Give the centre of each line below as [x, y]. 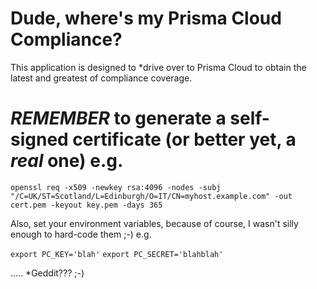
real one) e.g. [67, 161]
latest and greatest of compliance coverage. [101, 78]
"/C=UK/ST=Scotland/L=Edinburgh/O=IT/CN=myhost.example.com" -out [151, 196]
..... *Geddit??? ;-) [47, 273]
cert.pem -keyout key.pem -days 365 [86, 205]
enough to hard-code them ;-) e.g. [81, 234]
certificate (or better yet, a [184, 139]
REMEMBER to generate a [118, 118]
